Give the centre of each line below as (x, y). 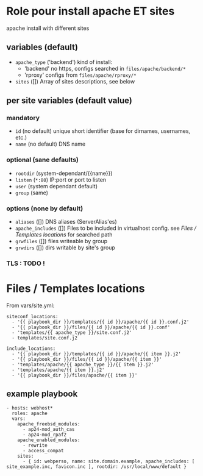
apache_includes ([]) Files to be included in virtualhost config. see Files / (106, 228)
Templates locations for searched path (64, 235)
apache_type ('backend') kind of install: (64, 62)
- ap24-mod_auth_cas (48, 429)
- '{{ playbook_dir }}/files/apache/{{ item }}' (75, 375)
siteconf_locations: (33, 316)
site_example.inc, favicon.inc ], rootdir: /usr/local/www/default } (97, 467)
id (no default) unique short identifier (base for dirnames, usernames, (103, 131)
